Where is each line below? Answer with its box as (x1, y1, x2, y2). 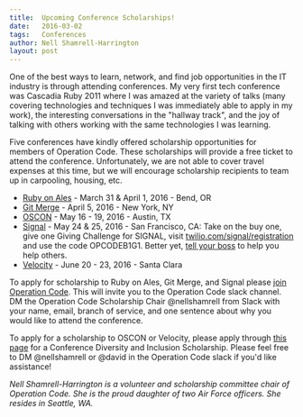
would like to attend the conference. (9, 315, 143, 326)
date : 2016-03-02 (9, 22, 83, 31)
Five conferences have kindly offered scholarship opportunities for (9, 137, 257, 148)
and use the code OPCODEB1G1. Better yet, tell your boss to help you (22, 240, 280, 251)
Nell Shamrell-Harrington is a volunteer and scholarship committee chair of (9, 379, 290, 390)
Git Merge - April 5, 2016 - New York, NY (22, 202, 174, 213)
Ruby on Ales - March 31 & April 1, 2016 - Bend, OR (22, 193, 212, 204)
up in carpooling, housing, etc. (9, 175, 124, 186)
